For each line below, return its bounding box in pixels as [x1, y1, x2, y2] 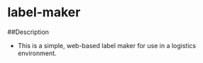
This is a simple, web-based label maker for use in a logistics [17, 41, 197, 50]
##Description [7, 28, 50, 36]
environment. [17, 49, 57, 57]
